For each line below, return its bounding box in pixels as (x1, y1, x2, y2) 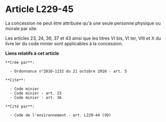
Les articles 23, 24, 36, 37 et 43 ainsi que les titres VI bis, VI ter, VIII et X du (5, 35, 161, 41)
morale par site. (5, 25, 38, 31)
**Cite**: (5, 77, 26, 82)
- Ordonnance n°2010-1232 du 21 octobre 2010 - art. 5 (10, 69, 127, 74)
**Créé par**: (5, 60, 35, 65)
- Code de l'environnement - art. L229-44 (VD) (10, 112, 112, 117)
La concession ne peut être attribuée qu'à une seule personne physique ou (5, 20, 161, 26)
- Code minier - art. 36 (10, 95, 62, 100)
